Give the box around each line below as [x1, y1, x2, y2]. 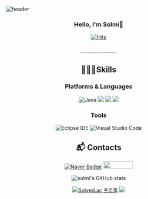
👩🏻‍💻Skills [80, 64, 117, 74]
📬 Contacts [76, 142, 122, 152]
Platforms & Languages [65, 82, 133, 90]
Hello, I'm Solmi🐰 [74, 20, 123, 28]
